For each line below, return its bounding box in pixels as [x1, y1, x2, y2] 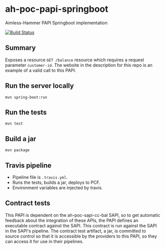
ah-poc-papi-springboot [5, 3, 109, 15]
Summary [5, 43, 36, 52]
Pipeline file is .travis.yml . [12, 174, 68, 180]
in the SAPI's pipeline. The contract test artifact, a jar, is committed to [5, 228, 146, 234]
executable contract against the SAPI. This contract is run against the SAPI [5, 222, 157, 228]
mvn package [5, 148, 30, 153]
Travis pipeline [5, 161, 52, 169]
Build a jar [5, 134, 37, 143]
